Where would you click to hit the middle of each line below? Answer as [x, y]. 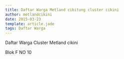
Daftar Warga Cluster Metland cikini [42, 42]
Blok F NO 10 [18, 52]
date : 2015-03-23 [23, 19]
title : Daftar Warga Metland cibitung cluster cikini [62, 10]
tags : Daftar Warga [25, 28]
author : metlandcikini [29, 14]
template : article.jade [30, 24]
